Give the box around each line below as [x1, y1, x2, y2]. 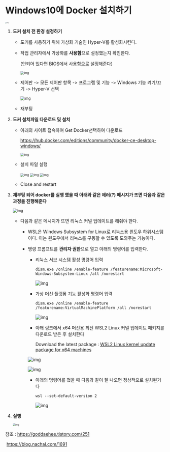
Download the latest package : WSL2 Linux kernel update [35, 341, 156, 347]
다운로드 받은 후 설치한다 [35, 331, 85, 337]
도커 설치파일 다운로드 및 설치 [12, 116, 71, 122]
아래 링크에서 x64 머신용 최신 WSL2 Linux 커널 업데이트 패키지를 [35, 324, 165, 331]
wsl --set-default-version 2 [35, 393, 97, 399]
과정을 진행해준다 [12, 198, 47, 204]
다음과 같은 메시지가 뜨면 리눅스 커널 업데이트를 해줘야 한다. [20, 217, 139, 224]
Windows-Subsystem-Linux [35, 271, 88, 276]
